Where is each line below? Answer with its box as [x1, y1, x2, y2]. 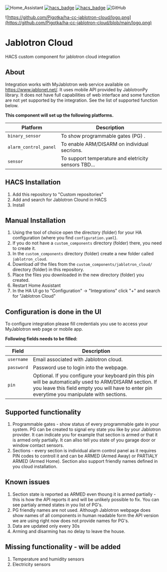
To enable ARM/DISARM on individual [61, 140, 149, 147]
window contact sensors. [12, 442, 65, 448]
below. [5, 102, 19, 108]
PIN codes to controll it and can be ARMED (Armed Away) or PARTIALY [12, 453, 158, 459]
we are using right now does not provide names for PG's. [12, 518, 129, 524]
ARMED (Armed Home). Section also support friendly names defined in [12, 458, 158, 464]
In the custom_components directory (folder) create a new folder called [12, 251, 154, 257]
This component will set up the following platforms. [5, 112, 114, 118]
